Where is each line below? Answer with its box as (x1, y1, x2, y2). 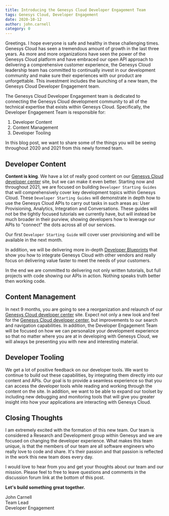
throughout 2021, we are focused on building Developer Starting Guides (5, 183, 157, 190)
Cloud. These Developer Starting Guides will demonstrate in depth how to (5, 195, 160, 201)
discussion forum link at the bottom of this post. (5, 474, 105, 481)
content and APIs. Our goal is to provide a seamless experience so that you (5, 377, 162, 383)
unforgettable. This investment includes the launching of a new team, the (5, 78, 158, 84)
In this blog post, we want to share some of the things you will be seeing (5, 140, 156, 146)
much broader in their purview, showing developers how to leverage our (5, 216, 155, 222)
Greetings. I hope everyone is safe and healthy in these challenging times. (5, 40, 159, 46)
